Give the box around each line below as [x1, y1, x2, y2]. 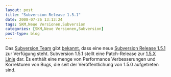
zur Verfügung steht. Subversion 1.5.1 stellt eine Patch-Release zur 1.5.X [5, 50, 156, 57]
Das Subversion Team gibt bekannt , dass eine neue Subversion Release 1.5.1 [5, 45, 166, 51]
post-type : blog [5, 31, 40, 36]
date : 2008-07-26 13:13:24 [5, 17, 63, 22]
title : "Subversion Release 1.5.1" [5, 12, 81, 17]
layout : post [5, 7, 33, 13]
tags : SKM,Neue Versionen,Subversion [5, 21, 86, 27]
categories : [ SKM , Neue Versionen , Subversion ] [5, 27, 104, 32]
